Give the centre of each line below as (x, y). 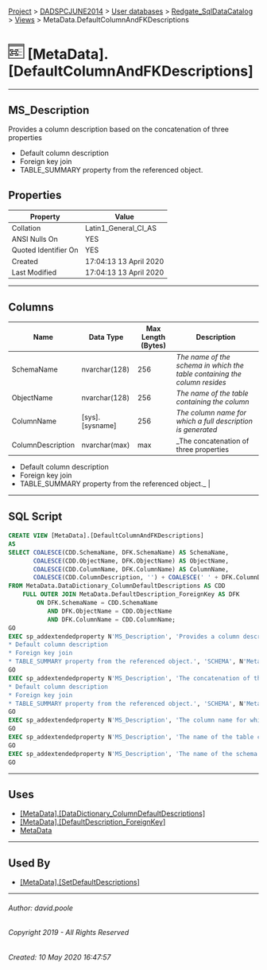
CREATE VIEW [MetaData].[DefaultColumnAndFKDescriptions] (106, 536)
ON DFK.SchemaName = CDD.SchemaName (97, 603)
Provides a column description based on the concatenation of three (118, 129)
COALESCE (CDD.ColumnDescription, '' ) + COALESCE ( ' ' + (126, 578)
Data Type (106, 337)
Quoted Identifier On (45, 250)
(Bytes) (154, 345)
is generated (197, 430)
